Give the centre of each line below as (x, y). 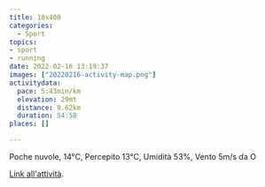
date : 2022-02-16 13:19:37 (59, 67)
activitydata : (35, 83)
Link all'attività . (37, 174)
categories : (31, 26)
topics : (23, 42)
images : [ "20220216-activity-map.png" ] (83, 75)
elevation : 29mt (47, 99)
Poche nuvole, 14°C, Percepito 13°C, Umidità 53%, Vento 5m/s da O (133, 157)
